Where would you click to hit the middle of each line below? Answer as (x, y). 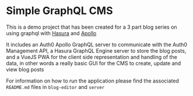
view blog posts (25, 69)
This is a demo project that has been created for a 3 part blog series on (92, 27)
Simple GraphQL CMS (59, 11)
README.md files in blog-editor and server (55, 87)
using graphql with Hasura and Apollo (51, 33)
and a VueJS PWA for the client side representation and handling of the (92, 57)
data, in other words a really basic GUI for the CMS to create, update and (94, 63)
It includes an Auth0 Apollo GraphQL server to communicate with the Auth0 (97, 44)
